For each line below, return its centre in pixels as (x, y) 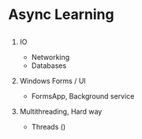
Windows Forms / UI (53, 81)
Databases (49, 66)
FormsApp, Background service (83, 96)
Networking (50, 57)
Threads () (49, 126)
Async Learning (61, 15)
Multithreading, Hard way (61, 111)
